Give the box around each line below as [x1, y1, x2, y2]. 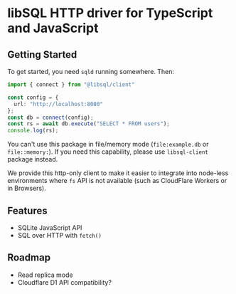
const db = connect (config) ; [7, 114, 94, 121]
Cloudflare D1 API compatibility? [17, 278, 112, 286]
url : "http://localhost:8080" [14, 100, 103, 107]
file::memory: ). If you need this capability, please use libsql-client [7, 147, 208, 156]
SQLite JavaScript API [17, 223, 82, 232]
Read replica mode [17, 271, 73, 279]
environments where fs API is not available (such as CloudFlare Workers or [7, 177, 227, 185]
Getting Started [7, 48, 77, 61]
